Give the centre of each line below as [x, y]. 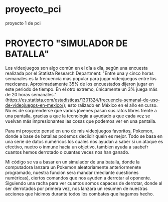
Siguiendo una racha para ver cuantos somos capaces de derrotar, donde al [84, 183]
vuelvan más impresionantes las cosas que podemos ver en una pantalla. [81, 121]
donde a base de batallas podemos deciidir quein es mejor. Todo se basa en [84, 136]
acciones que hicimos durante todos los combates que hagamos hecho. [80, 193]
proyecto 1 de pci [23, 23]
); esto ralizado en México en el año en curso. [111, 105]
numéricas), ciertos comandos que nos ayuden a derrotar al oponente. [78, 178]
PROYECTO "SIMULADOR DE [66, 43]
